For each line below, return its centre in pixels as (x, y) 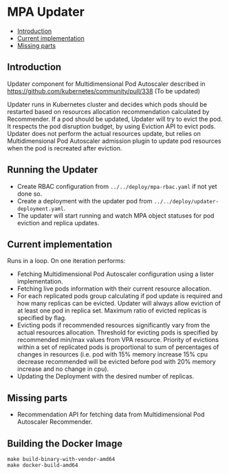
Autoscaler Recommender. (55, 422)
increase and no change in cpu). (63, 369)
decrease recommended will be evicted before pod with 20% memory (117, 362)
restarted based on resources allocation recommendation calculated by (108, 111)
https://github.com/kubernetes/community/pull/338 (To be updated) (104, 91)
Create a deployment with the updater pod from (85, 201)
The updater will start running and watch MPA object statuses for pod (116, 215)
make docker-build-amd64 (43, 465)
